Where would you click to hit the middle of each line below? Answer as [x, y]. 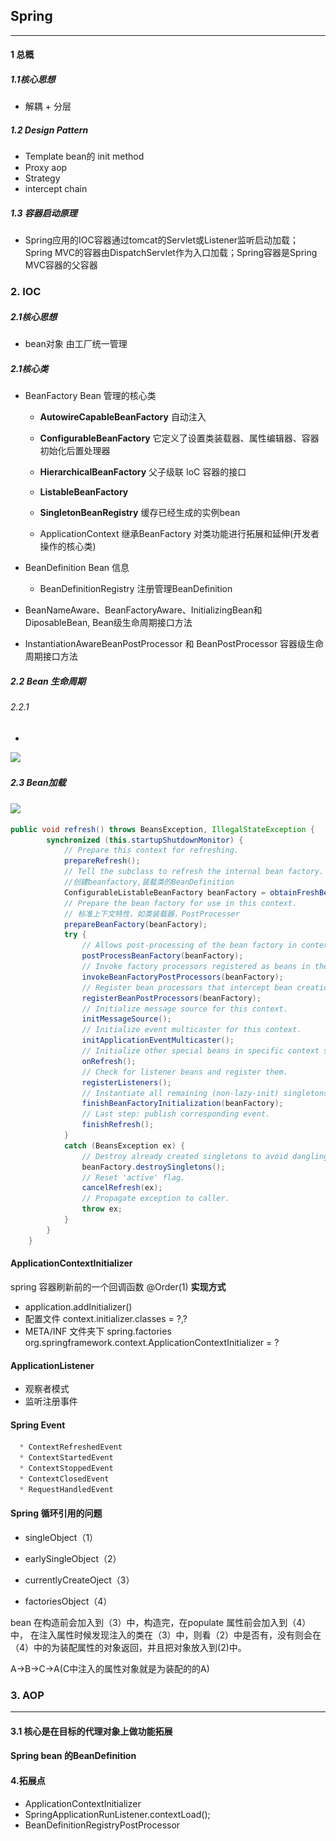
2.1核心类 [29, 368]
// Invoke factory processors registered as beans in [196, 967]
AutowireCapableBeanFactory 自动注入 [123, 417]
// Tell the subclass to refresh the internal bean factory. [194, 872]
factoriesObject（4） [68, 1601]
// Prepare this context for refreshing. [151, 850]
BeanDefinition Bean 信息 [77, 568]
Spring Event [38, 1425]
